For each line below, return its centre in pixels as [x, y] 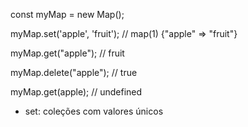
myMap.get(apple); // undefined [76, 92]
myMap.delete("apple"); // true [74, 72]
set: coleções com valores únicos [94, 111]
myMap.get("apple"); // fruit [67, 53]
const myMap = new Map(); [67, 14]
